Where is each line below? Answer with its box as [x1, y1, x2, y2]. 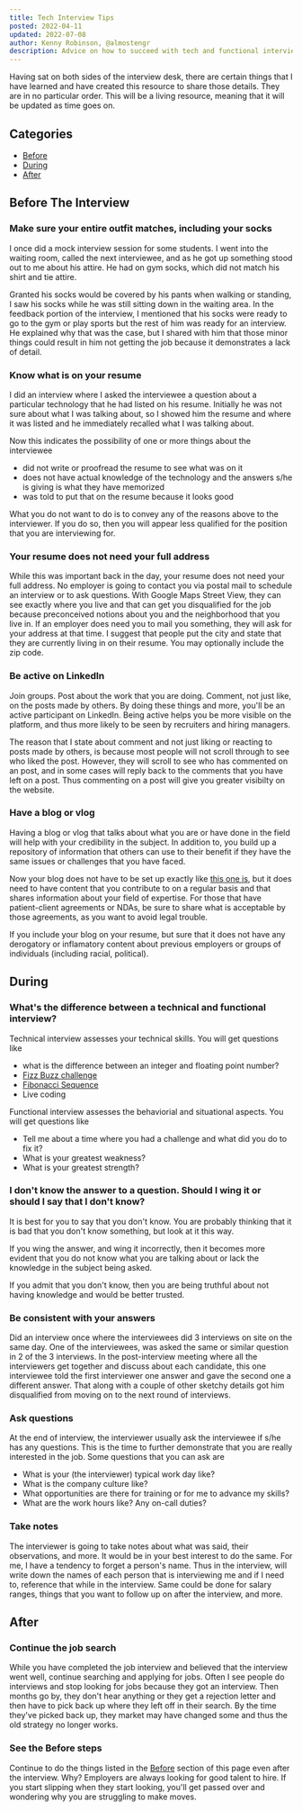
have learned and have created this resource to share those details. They [9, 81, 280, 92]
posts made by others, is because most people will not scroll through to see [9, 746, 290, 756]
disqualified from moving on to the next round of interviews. [9, 1390, 232, 1400]
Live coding [22, 1089, 67, 1100]
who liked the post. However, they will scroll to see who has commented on [9, 756, 289, 766]
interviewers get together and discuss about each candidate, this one [9, 1361, 267, 1372]
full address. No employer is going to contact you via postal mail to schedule [9, 580, 293, 591]
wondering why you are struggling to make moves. [9, 1791, 197, 1802]
